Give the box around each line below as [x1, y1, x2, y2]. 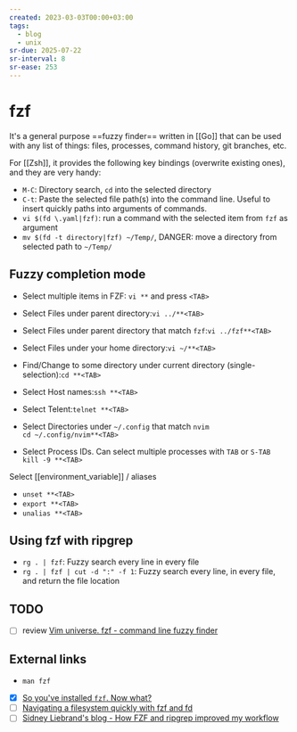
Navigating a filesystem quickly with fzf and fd [21, 703, 194, 713]
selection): [21, 369, 62, 380]
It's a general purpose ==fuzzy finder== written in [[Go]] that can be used [9, 130, 282, 141]
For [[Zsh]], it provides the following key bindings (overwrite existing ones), [9, 157, 285, 168]
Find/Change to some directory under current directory [21, 359, 226, 370]
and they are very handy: [9, 167, 102, 177]
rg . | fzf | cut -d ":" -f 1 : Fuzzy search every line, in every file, [21, 566, 276, 577]
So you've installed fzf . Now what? [21, 693, 153, 703]
